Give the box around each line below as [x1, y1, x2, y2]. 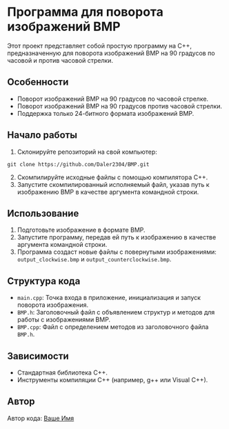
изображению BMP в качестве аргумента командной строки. [17, 188, 199, 196]
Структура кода [7, 275, 81, 287]
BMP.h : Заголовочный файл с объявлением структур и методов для [17, 308, 215, 317]
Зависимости [7, 350, 69, 362]
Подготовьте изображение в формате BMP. [17, 226, 146, 235]
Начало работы [7, 129, 78, 141]
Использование [7, 208, 79, 219]
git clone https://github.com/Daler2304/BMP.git [7, 161, 150, 168]
